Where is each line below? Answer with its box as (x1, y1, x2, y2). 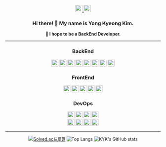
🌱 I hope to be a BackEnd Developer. (45, 31, 121, 37)
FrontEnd (71, 74, 95, 81)
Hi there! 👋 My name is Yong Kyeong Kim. (32, 20, 134, 27)
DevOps (73, 100, 93, 107)
